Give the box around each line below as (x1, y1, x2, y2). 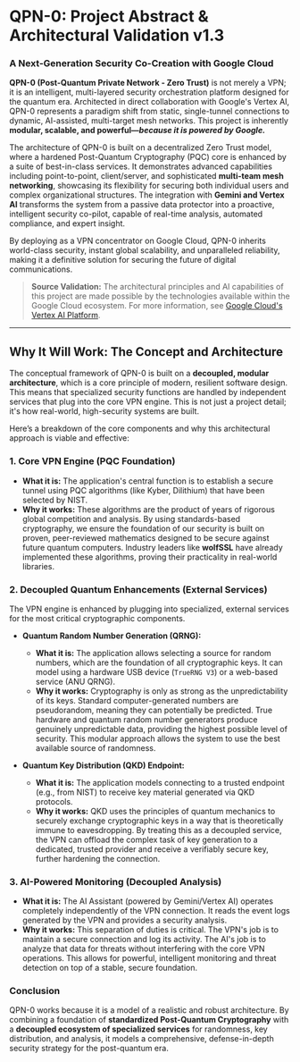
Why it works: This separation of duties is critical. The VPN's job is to (21, 924, 279, 935)
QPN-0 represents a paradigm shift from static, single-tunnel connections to (9, 105, 290, 117)
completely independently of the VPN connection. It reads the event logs (21, 906, 290, 916)
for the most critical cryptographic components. (9, 612, 186, 623)
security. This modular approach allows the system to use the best (35, 733, 281, 744)
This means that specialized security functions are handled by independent (9, 387, 287, 398)
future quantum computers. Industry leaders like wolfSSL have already (21, 542, 283, 552)
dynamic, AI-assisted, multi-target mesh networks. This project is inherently (9, 115, 288, 126)
